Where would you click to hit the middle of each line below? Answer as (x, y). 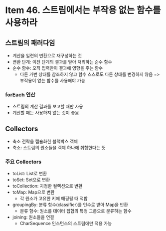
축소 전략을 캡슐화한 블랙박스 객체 (45, 141)
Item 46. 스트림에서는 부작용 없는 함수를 (83, 10)
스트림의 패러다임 (30, 43)
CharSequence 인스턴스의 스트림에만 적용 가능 (66, 224)
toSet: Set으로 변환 (31, 180)
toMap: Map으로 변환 (33, 192)
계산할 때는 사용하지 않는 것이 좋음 (46, 113)
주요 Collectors (23, 162)
